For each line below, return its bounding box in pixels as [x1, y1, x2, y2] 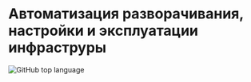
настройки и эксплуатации [8, 21, 198, 40]
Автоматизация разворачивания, [8, 5, 244, 23]
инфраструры [8, 39, 106, 57]
